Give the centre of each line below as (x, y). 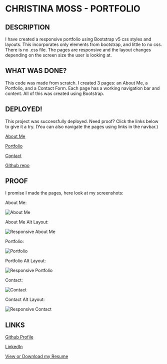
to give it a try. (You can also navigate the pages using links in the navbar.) (82, 126)
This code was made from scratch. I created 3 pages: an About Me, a (76, 82)
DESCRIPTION (27, 27)
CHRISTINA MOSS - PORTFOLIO (73, 9)
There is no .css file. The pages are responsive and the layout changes (78, 50)
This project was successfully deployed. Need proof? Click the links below (82, 121)
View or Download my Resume (37, 356)
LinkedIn (14, 347)
